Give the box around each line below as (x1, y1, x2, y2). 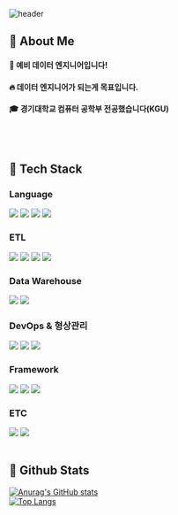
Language (9, 188, 54, 201)
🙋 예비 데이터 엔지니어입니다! (9, 59, 108, 70)
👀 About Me (9, 34, 75, 49)
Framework (9, 364, 59, 376)
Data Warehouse (9, 274, 82, 287)
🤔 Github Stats (9, 463, 90, 478)
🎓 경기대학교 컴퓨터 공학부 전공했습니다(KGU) (9, 104, 169, 114)
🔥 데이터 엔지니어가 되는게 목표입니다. (9, 81, 139, 92)
